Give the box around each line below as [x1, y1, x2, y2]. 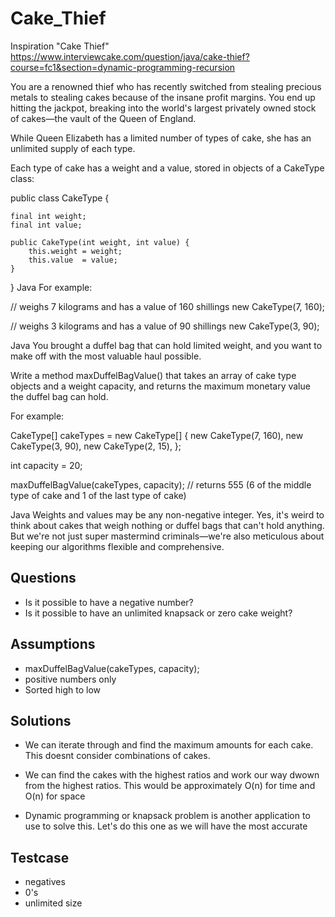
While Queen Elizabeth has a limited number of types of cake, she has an [10, 132, 312, 144]
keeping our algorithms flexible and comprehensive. [10, 540, 225, 552]
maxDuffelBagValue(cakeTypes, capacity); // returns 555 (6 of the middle [10, 478, 312, 491]
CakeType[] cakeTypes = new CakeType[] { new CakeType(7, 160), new [10, 429, 304, 441]
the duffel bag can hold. [10, 390, 109, 402]
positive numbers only [24, 673, 117, 685]
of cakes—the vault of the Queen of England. [10, 112, 197, 124]
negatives [24, 876, 66, 888]
